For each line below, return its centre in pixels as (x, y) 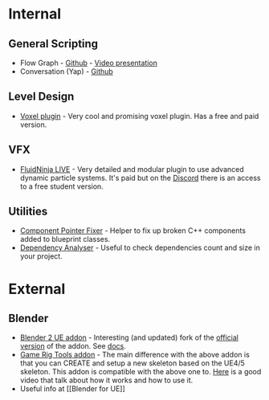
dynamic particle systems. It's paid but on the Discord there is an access (140, 178)
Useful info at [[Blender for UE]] (73, 389)
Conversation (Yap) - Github (67, 71)
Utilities (28, 212)
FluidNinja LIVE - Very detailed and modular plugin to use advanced (132, 169)
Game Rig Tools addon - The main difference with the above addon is (135, 355)
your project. (41, 256)
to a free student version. (62, 186)
